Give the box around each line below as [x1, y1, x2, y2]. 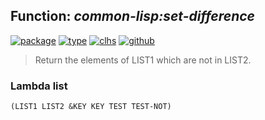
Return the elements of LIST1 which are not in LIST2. [34, 54, 252, 66]
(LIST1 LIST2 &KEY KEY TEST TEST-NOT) [10, 102, 172, 112]
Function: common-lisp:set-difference [10, 8, 255, 25]
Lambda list [10, 79, 68, 93]
